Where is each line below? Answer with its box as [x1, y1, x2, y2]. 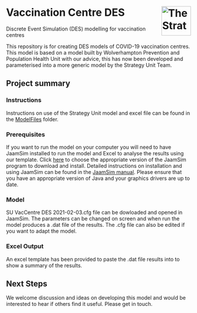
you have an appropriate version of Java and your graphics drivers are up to [6, 175, 191, 182]
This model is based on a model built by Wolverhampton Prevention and [6, 49, 180, 56]
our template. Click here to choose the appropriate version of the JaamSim [6, 156, 186, 163]
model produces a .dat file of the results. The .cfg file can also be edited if [6, 222, 185, 229]
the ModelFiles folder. [6, 115, 59, 123]
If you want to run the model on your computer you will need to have [6, 144, 172, 151]
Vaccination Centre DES [6, 6, 125, 19]
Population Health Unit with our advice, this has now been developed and [6, 55, 184, 62]
